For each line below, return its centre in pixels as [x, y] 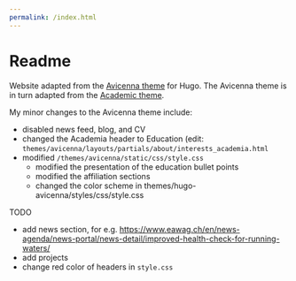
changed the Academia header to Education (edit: [113, 139]
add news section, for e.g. [70, 229]
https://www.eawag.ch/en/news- [180, 229]
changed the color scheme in [89, 186]
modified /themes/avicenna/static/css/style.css [113, 157]
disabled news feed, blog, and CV [84, 129]
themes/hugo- [170, 186]
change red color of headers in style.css [97, 267]
